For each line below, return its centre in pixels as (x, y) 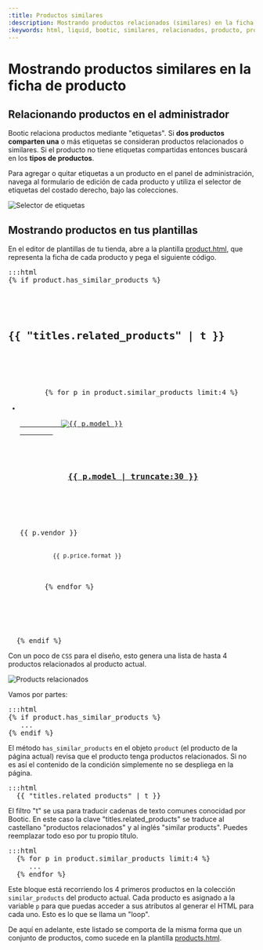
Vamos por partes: (38, 695)
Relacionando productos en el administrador (119, 114)
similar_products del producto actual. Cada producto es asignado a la (122, 898)
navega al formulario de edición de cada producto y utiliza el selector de (125, 182)
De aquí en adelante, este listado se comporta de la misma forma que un (125, 930)
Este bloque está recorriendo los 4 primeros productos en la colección (122, 890)
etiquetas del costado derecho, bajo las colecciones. (93, 190)
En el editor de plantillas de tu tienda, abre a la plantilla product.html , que (126, 249)
